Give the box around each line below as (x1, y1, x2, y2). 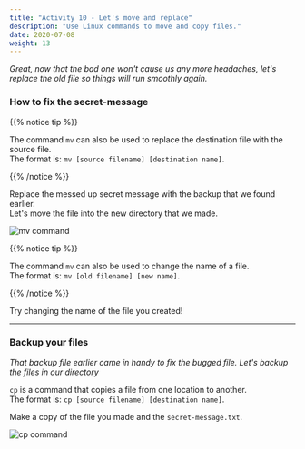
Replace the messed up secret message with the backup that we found (9, 188, 276, 200)
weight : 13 (9, 38, 51, 48)
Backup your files (9, 337, 89, 349)
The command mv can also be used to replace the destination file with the (9, 133, 283, 145)
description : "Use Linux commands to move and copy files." (9, 22, 242, 31)
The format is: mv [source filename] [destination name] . (9, 153, 225, 164)
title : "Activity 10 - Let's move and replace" (9, 13, 193, 23)
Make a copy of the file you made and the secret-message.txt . (9, 411, 243, 422)
